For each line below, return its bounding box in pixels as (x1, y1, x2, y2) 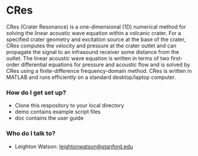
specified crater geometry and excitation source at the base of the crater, (6, 36, 186, 43)
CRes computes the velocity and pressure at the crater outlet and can (6, 42, 177, 49)
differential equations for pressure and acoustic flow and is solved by (20, 61, 190, 68)
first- (170, 55, 183, 62)
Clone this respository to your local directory (14, 102, 124, 109)
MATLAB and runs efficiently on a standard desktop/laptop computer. (6, 74, 177, 81)
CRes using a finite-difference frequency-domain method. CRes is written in (6, 67, 192, 74)
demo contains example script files (14, 108, 101, 116)
